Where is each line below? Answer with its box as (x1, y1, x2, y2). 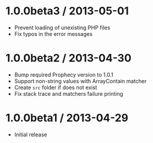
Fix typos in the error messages (14, 30, 93, 37)
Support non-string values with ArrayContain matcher (14, 77, 147, 84)
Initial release (14, 130, 47, 138)
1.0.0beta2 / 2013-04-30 (5, 51, 132, 65)
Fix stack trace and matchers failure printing (14, 90, 124, 97)
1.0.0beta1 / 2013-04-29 (5, 111, 129, 125)
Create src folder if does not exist (14, 84, 97, 91)
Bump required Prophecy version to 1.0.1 (14, 71, 114, 78)
